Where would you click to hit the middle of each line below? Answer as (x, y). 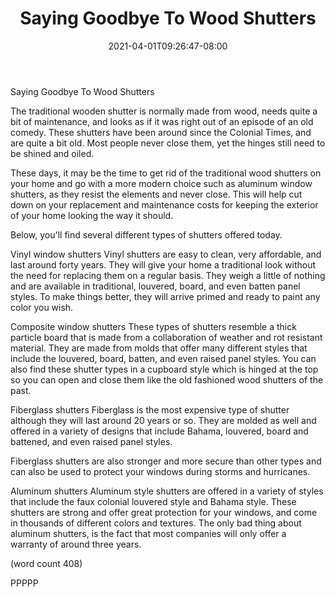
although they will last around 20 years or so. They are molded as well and (163, 420)
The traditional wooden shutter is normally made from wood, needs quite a (164, 111)
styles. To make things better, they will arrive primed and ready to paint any (165, 296)
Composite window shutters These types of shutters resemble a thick (153, 326)
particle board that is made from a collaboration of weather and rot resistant (166, 337)
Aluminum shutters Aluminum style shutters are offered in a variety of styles (167, 491)
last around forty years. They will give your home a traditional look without (163, 264)
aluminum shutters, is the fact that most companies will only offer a (148, 533)
